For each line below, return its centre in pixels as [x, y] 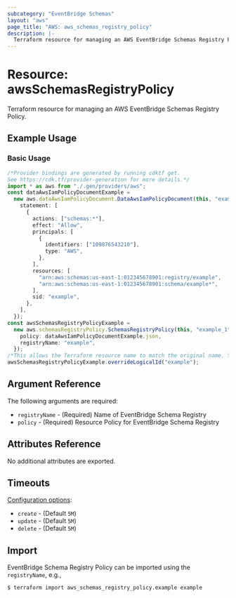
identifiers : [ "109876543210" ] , [92, 245]
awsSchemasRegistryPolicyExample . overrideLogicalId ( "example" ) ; [103, 362]
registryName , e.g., [34, 575]
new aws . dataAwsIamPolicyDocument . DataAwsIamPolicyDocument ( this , [113, 199]
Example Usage [42, 139]
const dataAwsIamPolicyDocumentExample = [69, 193]
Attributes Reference [54, 444]
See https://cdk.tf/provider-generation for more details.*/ [99, 180]
